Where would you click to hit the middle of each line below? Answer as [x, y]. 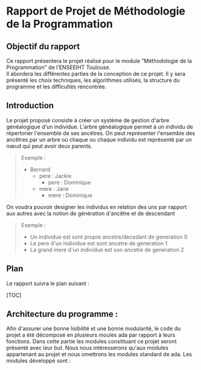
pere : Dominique [69, 182]
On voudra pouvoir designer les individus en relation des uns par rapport [97, 206]
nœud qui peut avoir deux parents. [49, 146]
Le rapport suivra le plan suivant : [48, 283]
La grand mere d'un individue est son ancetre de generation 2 [107, 249]
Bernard [40, 169]
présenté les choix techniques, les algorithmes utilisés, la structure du [93, 80]
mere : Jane [54, 188]
